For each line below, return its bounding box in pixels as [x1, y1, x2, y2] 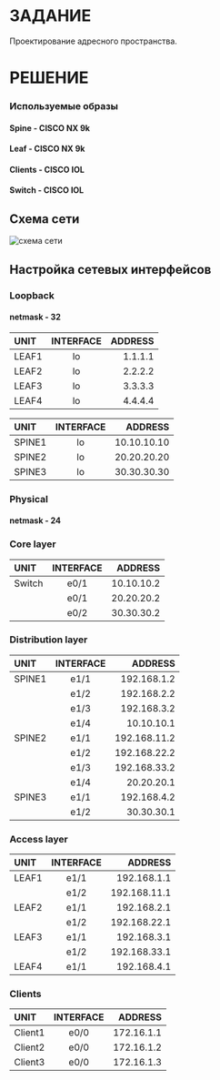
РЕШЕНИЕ [9, 67, 89, 88]
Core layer [9, 538, 56, 550]
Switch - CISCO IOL [9, 185, 85, 196]
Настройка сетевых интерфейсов [9, 261, 212, 278]
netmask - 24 [9, 515, 62, 526]
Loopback [9, 288, 55, 301]
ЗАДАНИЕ [9, 5, 92, 26]
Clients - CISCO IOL [9, 164, 85, 175]
